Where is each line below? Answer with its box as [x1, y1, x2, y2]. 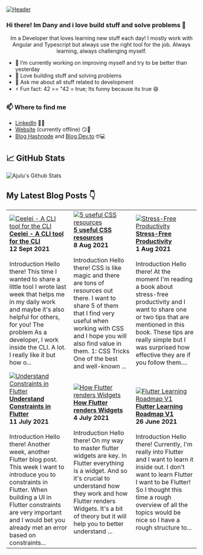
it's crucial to [73, 474, 111, 483]
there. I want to [73, 294, 117, 302]
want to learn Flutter [135, 470, 193, 479]
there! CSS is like [73, 264, 122, 272]
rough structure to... [135, 523, 192, 532]
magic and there [73, 271, 120, 280]
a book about [135, 282, 173, 291]
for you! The [9, 321, 44, 329]
